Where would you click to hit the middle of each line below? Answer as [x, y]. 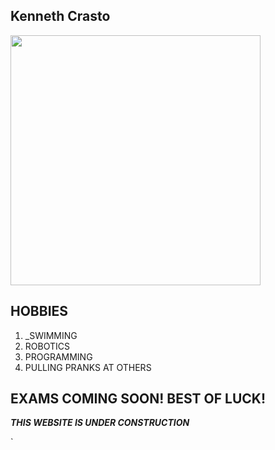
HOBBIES [39, 311]
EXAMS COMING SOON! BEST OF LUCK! [138, 399]
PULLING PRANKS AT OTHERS [88, 367]
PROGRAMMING [58, 356]
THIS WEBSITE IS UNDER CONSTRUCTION [100, 423]
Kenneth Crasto [60, 16]
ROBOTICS [47, 346]
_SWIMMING [51, 335]
